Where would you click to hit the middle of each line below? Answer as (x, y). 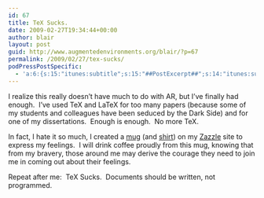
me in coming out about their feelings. (70, 161)
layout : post (29, 45)
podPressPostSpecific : (45, 67)
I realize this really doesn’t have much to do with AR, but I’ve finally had (123, 96)
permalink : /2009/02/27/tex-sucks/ (66, 60)
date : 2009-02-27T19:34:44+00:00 (63, 30)
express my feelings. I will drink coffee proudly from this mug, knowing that (131, 145)
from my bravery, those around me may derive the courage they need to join (132, 153)
